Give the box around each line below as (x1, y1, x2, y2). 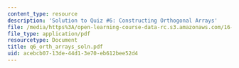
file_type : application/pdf (7, 30, 91, 38)
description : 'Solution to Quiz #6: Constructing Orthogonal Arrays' (7, 17, 218, 24)
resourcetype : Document (7, 37, 78, 44)
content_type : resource (7, 10, 78, 18)
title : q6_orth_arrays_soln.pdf (7, 43, 103, 50)
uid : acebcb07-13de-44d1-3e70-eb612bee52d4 (7, 50, 139, 57)
